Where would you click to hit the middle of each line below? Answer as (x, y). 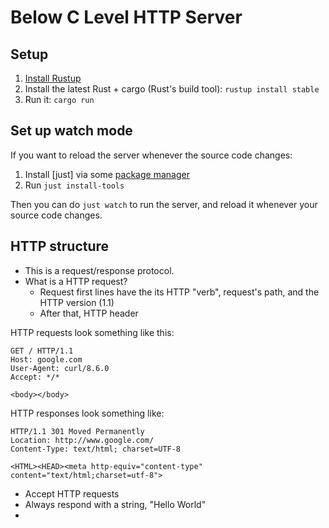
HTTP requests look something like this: (92, 332)
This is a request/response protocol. (99, 270)
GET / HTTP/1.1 (42, 351)
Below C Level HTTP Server (126, 17)
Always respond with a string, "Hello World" (115, 504)
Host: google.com (46, 359)
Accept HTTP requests (72, 493)
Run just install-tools (74, 185)
